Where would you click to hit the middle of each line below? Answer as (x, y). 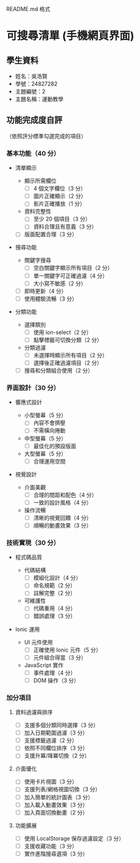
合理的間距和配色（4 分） (65, 495)
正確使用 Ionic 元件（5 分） (67, 650)
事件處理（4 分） (54, 672)
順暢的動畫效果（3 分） (62, 525)
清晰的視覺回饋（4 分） (63, 517)
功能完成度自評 (34, 120)
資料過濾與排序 (34, 712)
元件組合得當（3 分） (60, 657)
